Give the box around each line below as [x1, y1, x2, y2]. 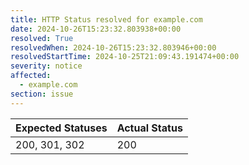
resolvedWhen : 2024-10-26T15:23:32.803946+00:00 [10, 42, 217, 53]
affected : [10, 71, 52, 81]
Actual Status [116, 121, 183, 135]
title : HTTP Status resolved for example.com [10, 14, 203, 25]
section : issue [10, 89, 74, 99]
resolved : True [10, 33, 74, 43]
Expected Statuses [15, 121, 108, 135]
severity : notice [10, 61, 83, 71]
